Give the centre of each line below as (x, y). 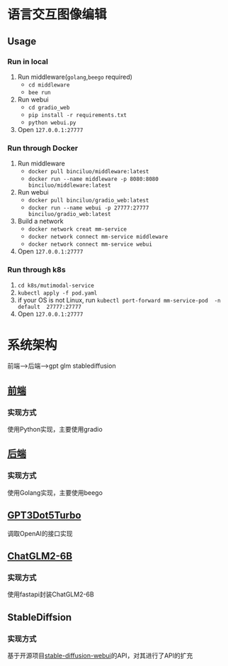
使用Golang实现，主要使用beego (55, 492)
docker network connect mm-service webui (90, 245)
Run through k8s (36, 270)
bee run (39, 92)
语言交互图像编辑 (57, 15)
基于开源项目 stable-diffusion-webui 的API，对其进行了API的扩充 (100, 655)
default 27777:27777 (49, 307)
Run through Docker (43, 148)
